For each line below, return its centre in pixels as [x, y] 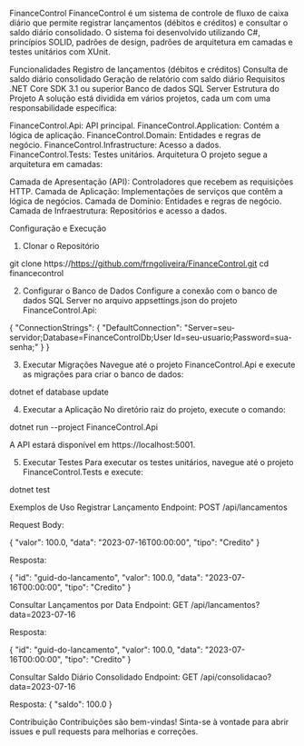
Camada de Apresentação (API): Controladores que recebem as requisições [152, 182]
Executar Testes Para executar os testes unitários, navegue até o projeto [158, 462]
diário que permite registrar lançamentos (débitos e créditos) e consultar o [149, 23]
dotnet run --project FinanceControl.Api [84, 427]
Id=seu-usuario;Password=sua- [233, 337]
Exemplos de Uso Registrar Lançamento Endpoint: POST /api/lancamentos [148, 507]
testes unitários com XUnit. [60, 52]
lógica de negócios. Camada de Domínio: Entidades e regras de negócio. [146, 201]
